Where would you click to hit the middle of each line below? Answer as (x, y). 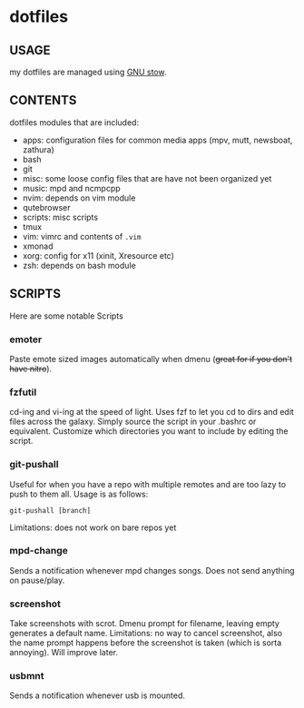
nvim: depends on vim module (79, 198)
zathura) (38, 149)
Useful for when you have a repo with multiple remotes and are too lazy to (148, 484)
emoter (26, 339)
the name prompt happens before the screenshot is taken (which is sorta (146, 643)
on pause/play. (37, 580)
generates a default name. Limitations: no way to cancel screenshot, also (146, 634)
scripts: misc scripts (60, 217)
